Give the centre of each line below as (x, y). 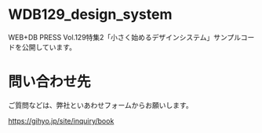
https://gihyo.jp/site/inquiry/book (61, 120)
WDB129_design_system (90, 15)
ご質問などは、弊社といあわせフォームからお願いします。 (101, 105)
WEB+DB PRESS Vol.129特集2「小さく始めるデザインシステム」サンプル (124, 37)
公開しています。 (49, 47)
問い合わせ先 (50, 82)
